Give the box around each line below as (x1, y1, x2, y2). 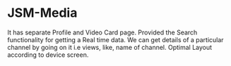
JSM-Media (7, 5, 78, 21)
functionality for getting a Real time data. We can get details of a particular (7, 35, 224, 44)
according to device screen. (7, 51, 89, 59)
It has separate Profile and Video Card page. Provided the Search (7, 28, 198, 37)
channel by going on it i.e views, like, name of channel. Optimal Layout (7, 43, 213, 51)
